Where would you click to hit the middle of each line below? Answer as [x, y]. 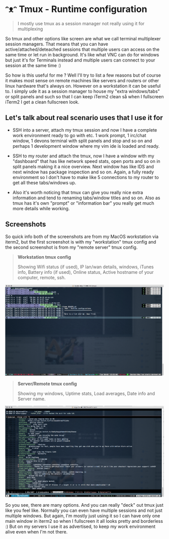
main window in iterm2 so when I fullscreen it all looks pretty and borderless [84, 521]
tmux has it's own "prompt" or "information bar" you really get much [83, 203]
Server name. [31, 399]
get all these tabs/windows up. [44, 183]
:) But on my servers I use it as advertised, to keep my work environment [80, 526]
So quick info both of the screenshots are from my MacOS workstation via [82, 236]
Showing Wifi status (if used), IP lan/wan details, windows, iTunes [86, 267]
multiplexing [30, 29]
